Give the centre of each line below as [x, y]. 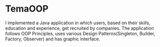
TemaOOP [27, 9]
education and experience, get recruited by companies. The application [79, 28]
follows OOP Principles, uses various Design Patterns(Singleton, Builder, [80, 33]
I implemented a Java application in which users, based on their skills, [78, 23]
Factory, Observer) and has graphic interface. [53, 39]
